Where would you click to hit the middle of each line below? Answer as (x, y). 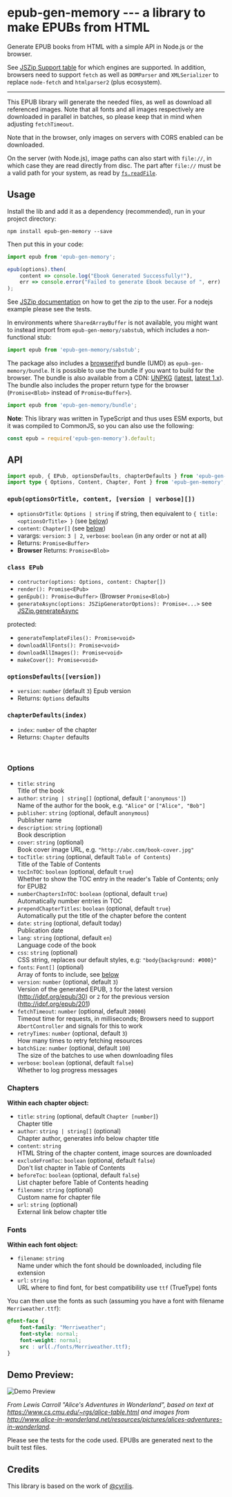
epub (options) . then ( (37, 269)
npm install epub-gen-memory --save (60, 231)
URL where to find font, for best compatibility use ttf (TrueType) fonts (117, 1287)
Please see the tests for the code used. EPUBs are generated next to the (110, 1440)
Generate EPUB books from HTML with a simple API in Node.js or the (105, 46)
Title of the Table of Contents (59, 864)
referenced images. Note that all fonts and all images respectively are (106, 109)
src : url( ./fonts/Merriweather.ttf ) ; (75, 1347)
